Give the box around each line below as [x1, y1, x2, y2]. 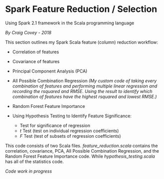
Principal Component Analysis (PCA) [12, 68, 88, 74]
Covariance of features [12, 58, 60, 64]
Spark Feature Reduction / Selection [5, 3, 158, 15]
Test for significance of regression [19, 122, 90, 128]
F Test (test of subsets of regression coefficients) [19, 133, 121, 139]
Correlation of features [12, 49, 59, 55]
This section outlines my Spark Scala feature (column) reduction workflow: [5, 39, 158, 45]
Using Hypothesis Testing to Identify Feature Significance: [12, 113, 132, 119]
